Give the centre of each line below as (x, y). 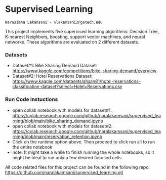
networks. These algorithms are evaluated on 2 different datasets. (72, 42)
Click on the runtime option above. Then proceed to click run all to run (83, 141)
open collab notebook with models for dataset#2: (62, 126)
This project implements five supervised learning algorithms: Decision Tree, (82, 31)
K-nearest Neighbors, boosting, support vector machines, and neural (75, 37)
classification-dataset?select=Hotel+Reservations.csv (67, 87)
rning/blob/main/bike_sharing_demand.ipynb (58, 121)
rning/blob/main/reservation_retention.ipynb (57, 136)
